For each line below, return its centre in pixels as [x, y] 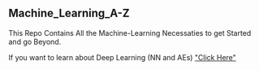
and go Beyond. [35, 42]
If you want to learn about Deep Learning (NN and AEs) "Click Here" [123, 57]
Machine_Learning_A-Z [69, 13]
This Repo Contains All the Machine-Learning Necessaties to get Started [130, 33]
